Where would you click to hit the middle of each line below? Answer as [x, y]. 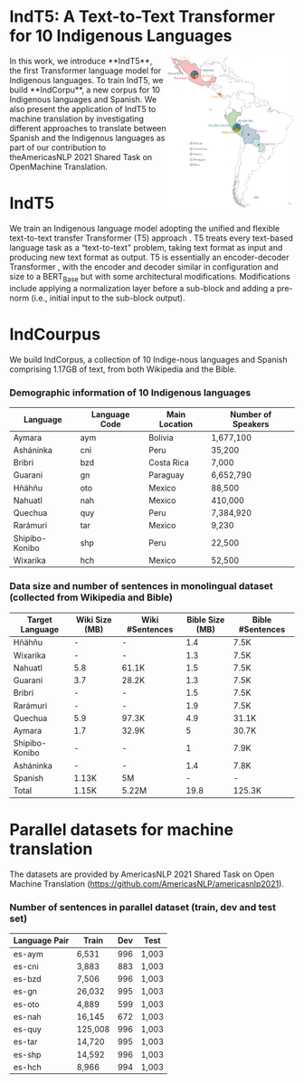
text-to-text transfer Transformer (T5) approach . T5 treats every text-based [152, 238]
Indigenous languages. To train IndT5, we [86, 80]
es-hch [28, 1067]
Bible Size [206, 620]
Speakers [251, 424]
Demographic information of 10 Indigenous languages [130, 393]
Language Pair [41, 941]
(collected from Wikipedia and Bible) [91, 597]
